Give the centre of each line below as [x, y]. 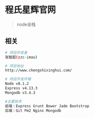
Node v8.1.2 [17, 84]
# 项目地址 [14, 66]
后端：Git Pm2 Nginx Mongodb [33, 110]
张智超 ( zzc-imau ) [21, 57]
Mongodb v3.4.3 [20, 93]
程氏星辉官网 [31, 10]
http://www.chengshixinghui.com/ [39, 70]
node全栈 [26, 24]
